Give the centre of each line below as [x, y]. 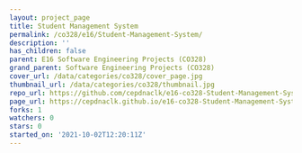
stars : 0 [26, 127]
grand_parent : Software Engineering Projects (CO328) [112, 68]
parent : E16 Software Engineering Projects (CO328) [108, 59]
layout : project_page [50, 18]
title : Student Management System [74, 26]
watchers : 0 [31, 118]
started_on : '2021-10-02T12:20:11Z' [78, 135]
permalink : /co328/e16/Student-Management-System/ [106, 34]
